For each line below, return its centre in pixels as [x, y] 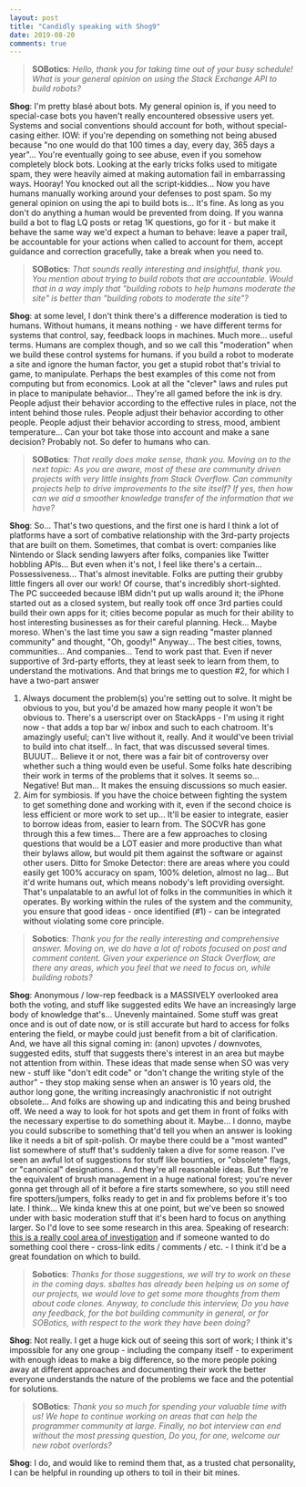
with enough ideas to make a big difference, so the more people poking [143, 1360]
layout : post [34, 18]
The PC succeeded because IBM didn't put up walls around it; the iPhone [147, 594]
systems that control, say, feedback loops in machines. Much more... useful [151, 336]
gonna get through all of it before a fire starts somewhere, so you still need [149, 1189]
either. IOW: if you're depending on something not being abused [157, 135]
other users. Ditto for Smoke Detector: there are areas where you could [156, 863]
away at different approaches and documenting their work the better [138, 1369]
